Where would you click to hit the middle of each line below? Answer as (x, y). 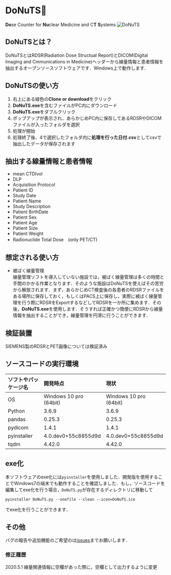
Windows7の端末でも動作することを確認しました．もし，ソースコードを (90, 483)
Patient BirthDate (30, 212)
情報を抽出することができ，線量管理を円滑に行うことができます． (82, 315)
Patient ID (23, 190)
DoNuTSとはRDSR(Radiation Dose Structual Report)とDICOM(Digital (77, 55)
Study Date (24, 196)
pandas (17, 419)
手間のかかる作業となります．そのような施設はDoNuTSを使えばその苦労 (88, 284)
